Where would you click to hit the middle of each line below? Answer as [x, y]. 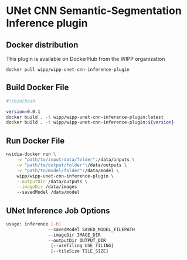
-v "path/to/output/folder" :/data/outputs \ [72, 165]
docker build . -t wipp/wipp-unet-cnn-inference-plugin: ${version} [90, 122]
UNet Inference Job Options [58, 211]
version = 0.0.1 [23, 112]
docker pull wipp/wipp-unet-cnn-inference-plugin [68, 70]
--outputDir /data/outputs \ [52, 182]
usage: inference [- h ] [34, 224]
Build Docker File [38, 88]
